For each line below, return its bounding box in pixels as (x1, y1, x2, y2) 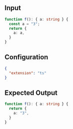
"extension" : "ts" (9, 70, 47, 75)
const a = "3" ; (9, 21, 40, 26)
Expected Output (4, 88, 58, 97)
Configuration (4, 53, 49, 62)
